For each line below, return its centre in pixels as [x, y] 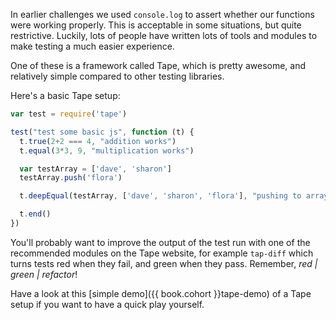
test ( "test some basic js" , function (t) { [102, 132]
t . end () [35, 214]
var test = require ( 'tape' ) [69, 114]
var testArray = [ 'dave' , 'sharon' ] [95, 169]
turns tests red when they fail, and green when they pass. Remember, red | [164, 263]
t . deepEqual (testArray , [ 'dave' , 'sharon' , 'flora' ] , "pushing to [160, 196]
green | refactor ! [44, 274]
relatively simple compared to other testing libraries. [117, 76]
